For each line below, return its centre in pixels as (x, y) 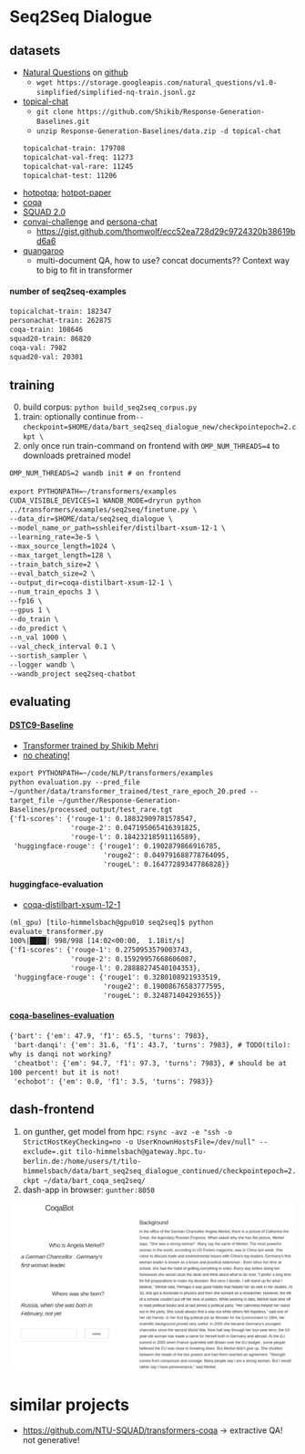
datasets (35, 51)
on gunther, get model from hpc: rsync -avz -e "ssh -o (127, 1131)
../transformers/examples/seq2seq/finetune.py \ (103, 510)
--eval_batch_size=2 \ (52, 574)
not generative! (51, 1439)
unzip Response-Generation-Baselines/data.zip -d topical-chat (159, 131)
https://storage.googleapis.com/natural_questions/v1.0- (167, 83)
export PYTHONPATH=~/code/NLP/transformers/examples (112, 773)
